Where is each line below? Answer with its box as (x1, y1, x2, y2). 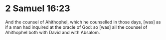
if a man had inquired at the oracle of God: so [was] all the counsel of (5, 24, 148, 30)
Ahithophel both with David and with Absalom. (5, 29, 100, 35)
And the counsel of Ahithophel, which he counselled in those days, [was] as (5, 19, 161, 25)
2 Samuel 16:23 (5, 3, 71, 14)
